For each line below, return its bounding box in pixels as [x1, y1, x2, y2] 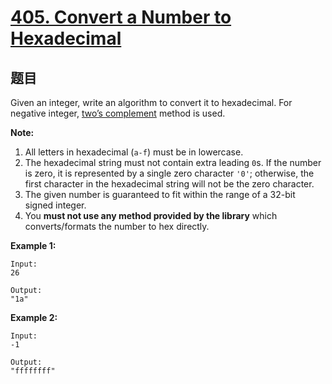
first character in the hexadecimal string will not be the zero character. [24, 178, 315, 190]
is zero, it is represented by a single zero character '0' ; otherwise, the [24, 167, 315, 179]
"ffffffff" [10, 366, 56, 376]
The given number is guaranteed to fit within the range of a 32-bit [24, 189, 296, 200]
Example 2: [10, 312, 58, 323]
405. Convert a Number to [10, 6, 232, 29]
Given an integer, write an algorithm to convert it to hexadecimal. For [10, 97, 293, 108]
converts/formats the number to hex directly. [24, 221, 210, 232]
